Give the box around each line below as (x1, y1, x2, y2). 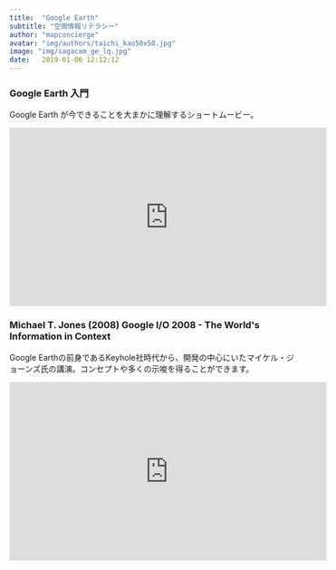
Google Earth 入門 (9, 87, 89, 100)
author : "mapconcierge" (9, 30, 100, 39)
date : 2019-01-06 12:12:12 (9, 55, 120, 64)
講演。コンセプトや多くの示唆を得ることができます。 (56, 363, 254, 374)
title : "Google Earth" (9, 13, 100, 23)
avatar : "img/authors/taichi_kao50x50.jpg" (9, 38, 177, 48)
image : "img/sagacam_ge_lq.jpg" (9, 47, 131, 56)
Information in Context (9, 330, 111, 343)
